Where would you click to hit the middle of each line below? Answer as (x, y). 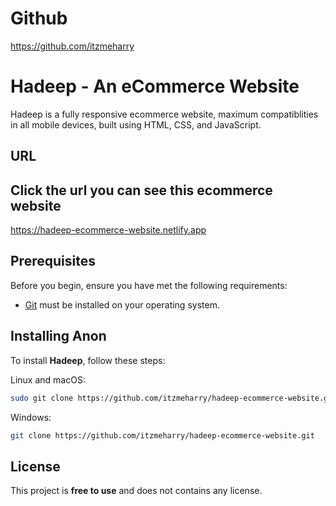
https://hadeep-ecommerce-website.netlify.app (108, 230)
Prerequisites (53, 261)
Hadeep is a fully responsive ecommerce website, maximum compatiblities (164, 114)
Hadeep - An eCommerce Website (155, 86)
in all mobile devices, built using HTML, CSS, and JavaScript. (136, 124)
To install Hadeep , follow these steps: (88, 360)
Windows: (31, 417)
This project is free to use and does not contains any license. (136, 491)
